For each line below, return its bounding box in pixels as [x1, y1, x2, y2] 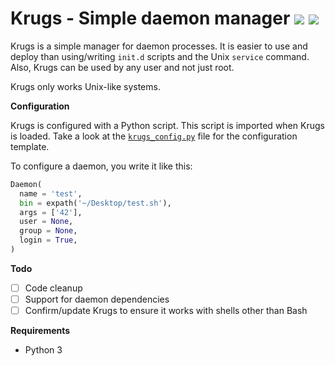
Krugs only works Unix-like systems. [10, 80, 161, 92]
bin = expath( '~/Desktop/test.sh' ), [19, 198, 172, 208]
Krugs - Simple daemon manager [10, 7, 291, 30]
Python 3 [24, 344, 63, 356]
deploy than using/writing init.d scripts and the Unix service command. [10, 50, 310, 62]
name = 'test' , [19, 188, 83, 199]
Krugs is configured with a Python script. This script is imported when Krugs [10, 119, 325, 131]
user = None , [19, 217, 74, 227]
